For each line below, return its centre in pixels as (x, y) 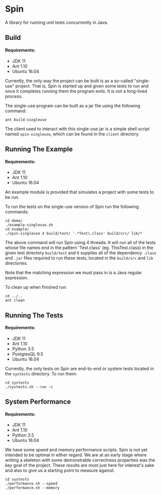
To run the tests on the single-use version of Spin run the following (72, 207)
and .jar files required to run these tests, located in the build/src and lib (79, 258)
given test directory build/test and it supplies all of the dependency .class (81, 253)
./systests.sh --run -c (29, 387)
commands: (17, 212)
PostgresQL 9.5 (28, 354)
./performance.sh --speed (31, 484)
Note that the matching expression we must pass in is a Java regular (73, 273)
